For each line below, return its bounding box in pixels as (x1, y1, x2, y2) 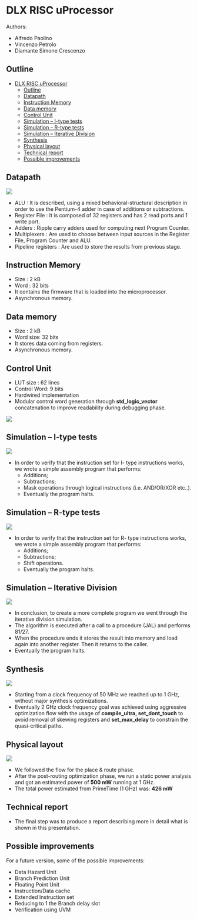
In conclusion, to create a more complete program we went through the (14, 610, 188, 617)
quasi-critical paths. (14, 722, 64, 729)
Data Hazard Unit (14, 868, 57, 875)
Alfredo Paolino (14, 34, 52, 41)
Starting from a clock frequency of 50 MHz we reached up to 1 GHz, (14, 691, 180, 698)
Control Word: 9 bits (14, 385, 64, 392)
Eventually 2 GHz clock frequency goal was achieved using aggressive (14, 703, 186, 711)
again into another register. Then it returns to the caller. (14, 641, 149, 648)
